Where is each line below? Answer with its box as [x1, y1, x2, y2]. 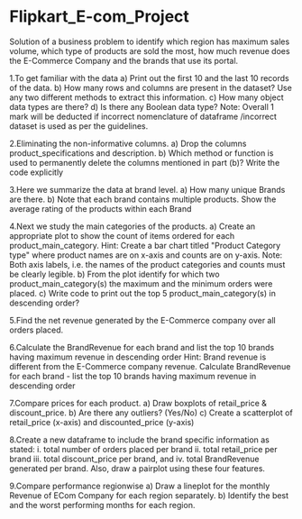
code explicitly [9, 167, 64, 178]
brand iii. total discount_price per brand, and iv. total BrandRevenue [9, 453, 260, 464]
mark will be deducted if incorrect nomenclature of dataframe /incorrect [9, 111, 278, 122]
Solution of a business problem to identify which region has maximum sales [9, 36, 290, 47]
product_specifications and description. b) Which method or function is [9, 147, 274, 159]
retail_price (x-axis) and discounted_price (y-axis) [9, 416, 195, 427]
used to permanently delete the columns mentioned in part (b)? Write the [9, 157, 280, 168]
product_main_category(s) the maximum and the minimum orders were [9, 278, 273, 289]
